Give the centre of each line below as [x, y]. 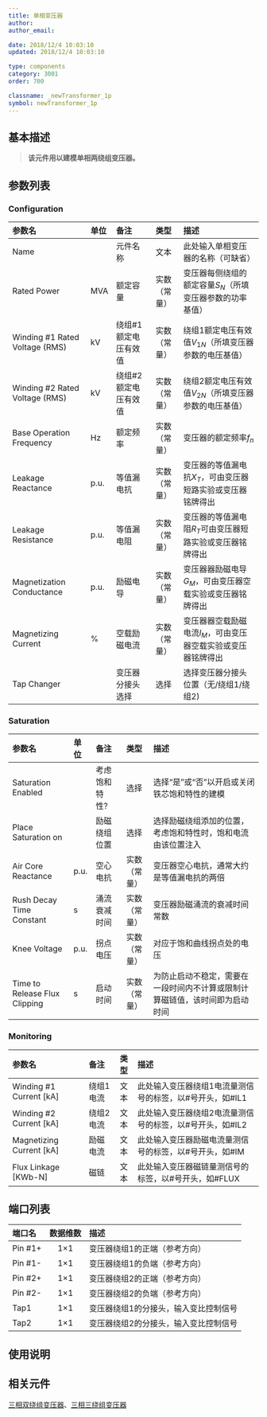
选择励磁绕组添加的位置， [201, 821]
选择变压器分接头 [215, 672]
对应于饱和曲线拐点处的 [197, 943]
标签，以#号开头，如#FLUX [189, 1178]
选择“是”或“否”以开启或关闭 [204, 783]
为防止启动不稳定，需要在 [201, 976]
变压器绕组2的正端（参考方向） [147, 1278]
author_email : [32, 30]
